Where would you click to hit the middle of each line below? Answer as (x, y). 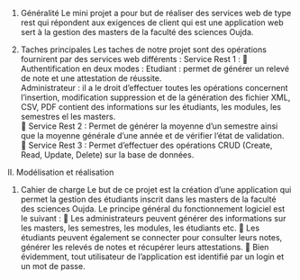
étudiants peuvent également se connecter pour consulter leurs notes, (151, 237)
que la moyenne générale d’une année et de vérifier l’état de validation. (152, 135)
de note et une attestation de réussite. (91, 78)
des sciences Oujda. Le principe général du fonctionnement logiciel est (152, 209)
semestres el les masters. (68, 117)
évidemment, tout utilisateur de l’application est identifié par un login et (152, 257)
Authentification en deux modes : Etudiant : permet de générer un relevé (155, 68)
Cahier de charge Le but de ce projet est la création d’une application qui (156, 190)
